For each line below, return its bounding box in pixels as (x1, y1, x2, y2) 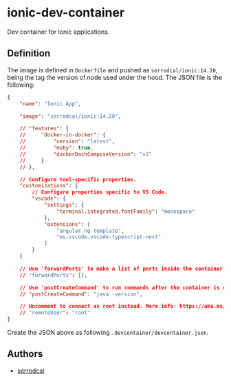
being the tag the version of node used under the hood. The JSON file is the (7, 73, 222, 81)
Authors (7, 348, 43, 360)
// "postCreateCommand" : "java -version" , (19, 291, 143, 298)
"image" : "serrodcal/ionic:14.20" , (19, 112, 122, 120)
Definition (7, 48, 50, 59)
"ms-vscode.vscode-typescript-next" (56, 234, 162, 240)
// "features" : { (19, 125, 69, 132)
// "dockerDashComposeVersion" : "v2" (19, 150, 153, 158)
